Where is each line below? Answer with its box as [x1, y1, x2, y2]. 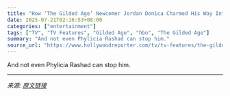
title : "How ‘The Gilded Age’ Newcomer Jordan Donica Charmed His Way [7, 10, 213, 17]
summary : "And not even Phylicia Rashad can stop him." [7, 36, 170, 43]
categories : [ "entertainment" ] [7, 23, 97, 29]
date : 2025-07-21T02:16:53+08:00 [7, 16, 103, 23]
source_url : [7, 42, 41, 49]
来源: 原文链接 [7, 82, 47, 89]
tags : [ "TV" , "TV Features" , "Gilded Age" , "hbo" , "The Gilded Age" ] [7, 29, 210, 36]
